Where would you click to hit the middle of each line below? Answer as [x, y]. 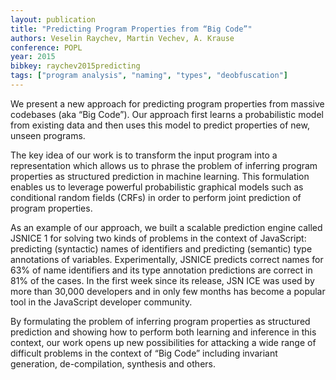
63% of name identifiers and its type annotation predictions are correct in [161, 270]
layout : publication [53, 19]
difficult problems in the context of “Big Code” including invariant [144, 353]
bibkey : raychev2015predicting [75, 66]
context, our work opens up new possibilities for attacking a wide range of [163, 342]
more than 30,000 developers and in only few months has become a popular [168, 291]
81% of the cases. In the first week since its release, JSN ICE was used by [162, 280]
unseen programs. [48, 135]
